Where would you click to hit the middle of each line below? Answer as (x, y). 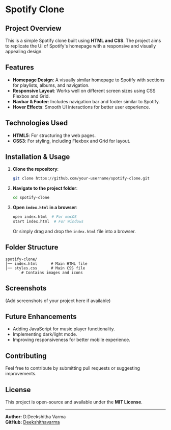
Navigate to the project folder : (45, 188)
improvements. (21, 374)
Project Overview (33, 28)
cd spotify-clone (31, 198)
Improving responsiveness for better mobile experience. (72, 340)
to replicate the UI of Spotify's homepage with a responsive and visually (81, 46)
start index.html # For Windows (48, 222)
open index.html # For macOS (45, 217)
